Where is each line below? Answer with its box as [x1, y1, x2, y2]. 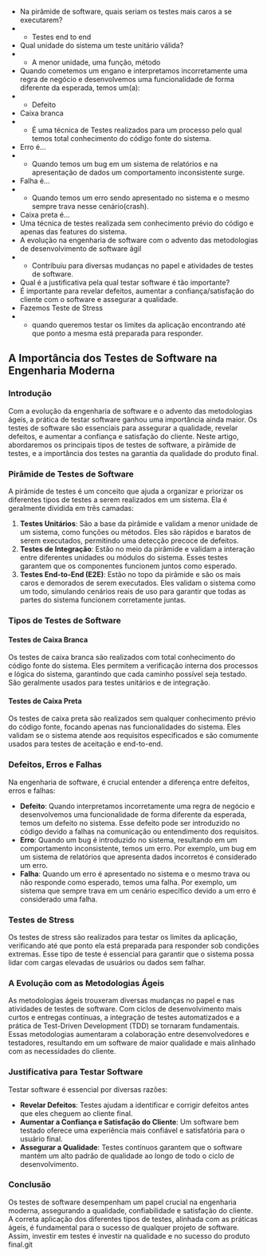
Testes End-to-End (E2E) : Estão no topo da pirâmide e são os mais [19, 569, 241, 579]
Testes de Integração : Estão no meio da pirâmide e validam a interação [19, 544, 255, 553]
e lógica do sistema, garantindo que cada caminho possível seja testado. [8, 670, 247, 679]
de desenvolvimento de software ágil [19, 244, 142, 253]
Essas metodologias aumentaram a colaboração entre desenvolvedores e [8, 1030, 249, 1039]
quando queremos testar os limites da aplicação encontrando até [31, 320, 245, 329]
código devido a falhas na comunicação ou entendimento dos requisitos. [19, 827, 259, 836]
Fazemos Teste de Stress [19, 303, 104, 312]
